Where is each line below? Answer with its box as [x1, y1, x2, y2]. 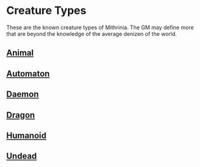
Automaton [6, 68, 50, 79]
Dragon [6, 110, 35, 120]
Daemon [6, 89, 39, 100]
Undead [6, 151, 37, 162]
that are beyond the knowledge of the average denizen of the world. [6, 30, 178, 37]
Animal [6, 48, 34, 58]
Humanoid [6, 130, 47, 140]
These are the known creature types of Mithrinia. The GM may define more [6, 24, 195, 31]
